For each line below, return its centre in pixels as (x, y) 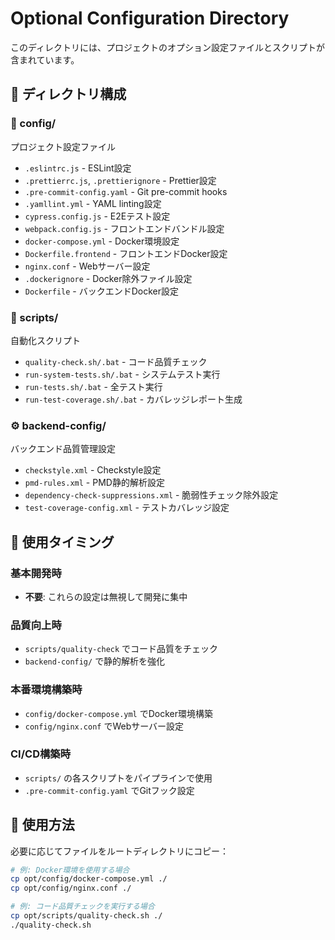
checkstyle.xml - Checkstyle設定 (93, 470)
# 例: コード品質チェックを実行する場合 (82, 907)
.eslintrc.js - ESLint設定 (78, 168)
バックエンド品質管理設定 (63, 449)
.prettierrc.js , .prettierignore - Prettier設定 (120, 180)
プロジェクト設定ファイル (63, 146)
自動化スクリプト (45, 340)
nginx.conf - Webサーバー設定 (87, 266)
